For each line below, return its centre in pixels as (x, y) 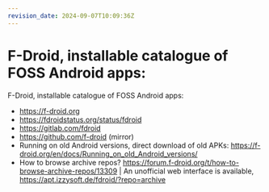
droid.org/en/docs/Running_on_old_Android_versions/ (109, 153)
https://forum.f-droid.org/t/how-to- (181, 162)
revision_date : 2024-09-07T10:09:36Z (71, 16)
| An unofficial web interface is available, (187, 171)
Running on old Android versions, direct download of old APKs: (124, 145)
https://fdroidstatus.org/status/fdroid (80, 119)
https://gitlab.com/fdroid (60, 128)
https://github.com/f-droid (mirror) (76, 136)
